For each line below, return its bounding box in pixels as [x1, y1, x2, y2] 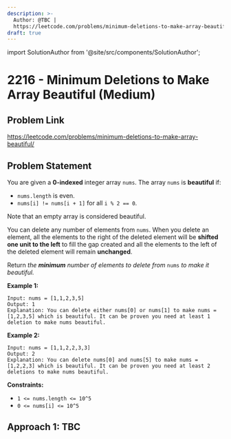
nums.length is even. [16, 192, 76, 200]
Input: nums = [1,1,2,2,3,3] [7, 345, 91, 351]
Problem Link [7, 114, 65, 126]
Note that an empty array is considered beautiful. [7, 212, 146, 221]
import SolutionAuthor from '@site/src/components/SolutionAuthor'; [7, 48, 201, 57]
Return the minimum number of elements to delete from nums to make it [7, 261, 210, 269]
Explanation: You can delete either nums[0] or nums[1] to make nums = [7, 307, 217, 314]
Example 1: [7, 282, 39, 290]
